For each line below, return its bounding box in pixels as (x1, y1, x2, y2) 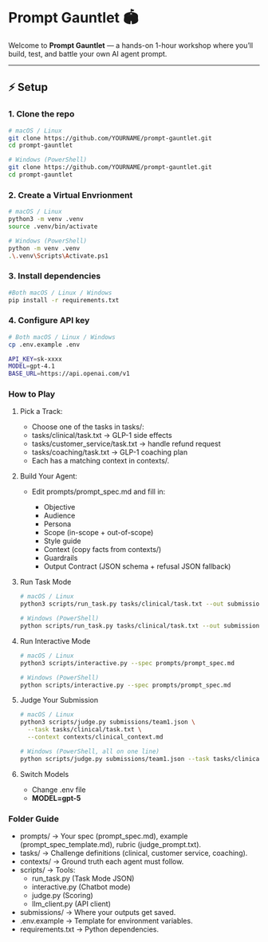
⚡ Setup (8, 81, 48, 94)
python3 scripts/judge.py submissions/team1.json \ (19, 718, 195, 727)
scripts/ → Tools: (19, 865, 76, 874)
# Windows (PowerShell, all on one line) (19, 747, 160, 755)
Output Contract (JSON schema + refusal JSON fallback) (43, 562, 231, 571)
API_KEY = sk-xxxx (8, 355, 62, 363)
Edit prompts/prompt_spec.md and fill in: (31, 487, 166, 497)
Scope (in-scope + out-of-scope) (43, 528, 154, 538)
